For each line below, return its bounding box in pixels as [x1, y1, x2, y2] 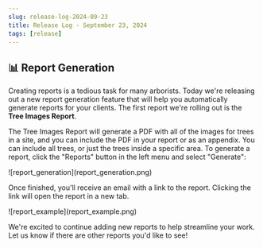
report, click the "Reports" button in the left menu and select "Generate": [8, 152, 246, 162]
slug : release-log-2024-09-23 [8, 13, 109, 21]
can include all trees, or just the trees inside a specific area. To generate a [8, 144, 250, 153]
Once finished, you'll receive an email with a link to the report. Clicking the [8, 183, 252, 192]
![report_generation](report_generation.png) [8, 168, 153, 177]
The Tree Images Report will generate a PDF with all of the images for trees [8, 127, 254, 137]
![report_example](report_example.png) [8, 207, 137, 216]
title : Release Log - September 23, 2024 [8, 21, 148, 29]
